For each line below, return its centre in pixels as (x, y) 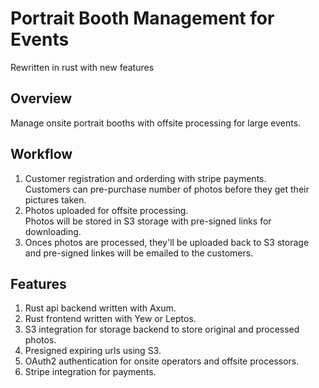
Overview (41, 98)
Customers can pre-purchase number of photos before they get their (167, 189)
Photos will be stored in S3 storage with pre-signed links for (148, 221)
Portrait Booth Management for (142, 18)
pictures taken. (55, 199)
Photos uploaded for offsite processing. (106, 210)
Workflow (41, 154)
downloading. (53, 231)
